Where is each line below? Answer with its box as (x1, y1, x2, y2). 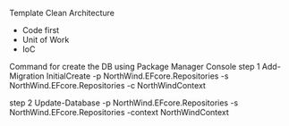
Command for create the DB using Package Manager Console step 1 (9, 62, 260, 71)
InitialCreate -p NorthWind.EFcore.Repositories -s (46, 71, 229, 81)
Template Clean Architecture (9, 8, 115, 18)
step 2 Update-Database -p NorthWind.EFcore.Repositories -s (9, 97, 239, 108)
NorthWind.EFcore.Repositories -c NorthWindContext (9, 80, 206, 90)
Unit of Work (21, 35, 70, 45)
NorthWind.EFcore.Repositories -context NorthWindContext (9, 107, 230, 117)
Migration (9, 71, 45, 81)
